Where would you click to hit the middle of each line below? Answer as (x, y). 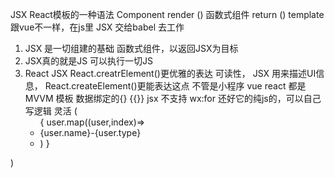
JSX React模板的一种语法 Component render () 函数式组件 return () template (167, 14)
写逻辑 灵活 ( (51, 111)
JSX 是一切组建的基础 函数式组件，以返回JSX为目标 (131, 48)
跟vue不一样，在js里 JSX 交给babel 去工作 (97, 27)
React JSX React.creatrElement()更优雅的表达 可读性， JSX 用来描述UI (170, 73)
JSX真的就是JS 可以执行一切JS (89, 61)
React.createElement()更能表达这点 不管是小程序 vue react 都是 (175, 86)
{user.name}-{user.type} (90, 132)
